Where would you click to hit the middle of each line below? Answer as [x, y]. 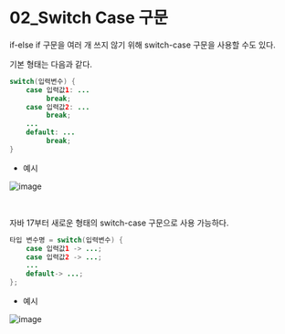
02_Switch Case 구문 [89, 18]
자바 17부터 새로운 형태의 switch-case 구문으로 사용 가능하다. [119, 223]
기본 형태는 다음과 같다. [51, 64]
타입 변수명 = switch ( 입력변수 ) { [66, 240]
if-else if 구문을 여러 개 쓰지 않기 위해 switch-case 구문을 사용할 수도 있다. [142, 45]
